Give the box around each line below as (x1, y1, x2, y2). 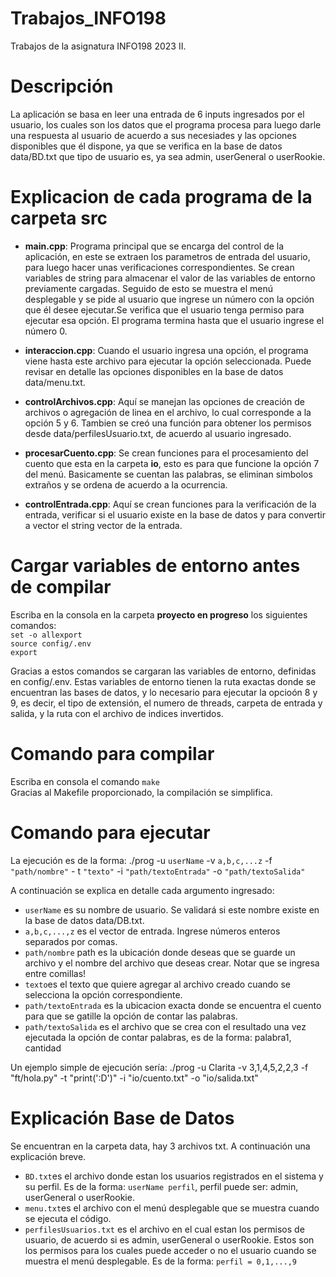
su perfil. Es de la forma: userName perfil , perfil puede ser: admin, (24, 1180, 299, 1192)
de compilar (10, 576, 112, 598)
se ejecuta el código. (24, 1212, 112, 1224)
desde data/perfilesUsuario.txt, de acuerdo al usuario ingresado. (24, 427, 292, 439)
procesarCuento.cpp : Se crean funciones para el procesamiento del (24, 447, 309, 459)
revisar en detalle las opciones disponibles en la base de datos (24, 365, 284, 377)
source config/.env (10, 638, 92, 649)
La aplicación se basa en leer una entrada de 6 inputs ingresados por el (10, 108, 305, 120)
